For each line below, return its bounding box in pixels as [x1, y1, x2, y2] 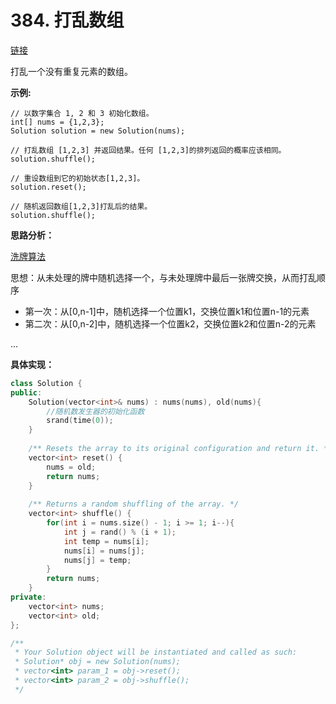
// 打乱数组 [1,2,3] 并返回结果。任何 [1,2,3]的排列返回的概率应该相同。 [10, 145, 287, 155]
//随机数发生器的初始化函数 [46, 406, 145, 416]
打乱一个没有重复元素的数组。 [10, 65, 133, 77]
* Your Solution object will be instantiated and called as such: [14, 647, 298, 658]
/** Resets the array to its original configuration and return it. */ [28, 444, 333, 454]
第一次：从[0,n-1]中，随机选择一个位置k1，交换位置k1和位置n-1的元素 [24, 305, 310, 317]
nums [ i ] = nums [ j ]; [63, 546, 145, 556]
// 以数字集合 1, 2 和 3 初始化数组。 [10, 108, 154, 118]
